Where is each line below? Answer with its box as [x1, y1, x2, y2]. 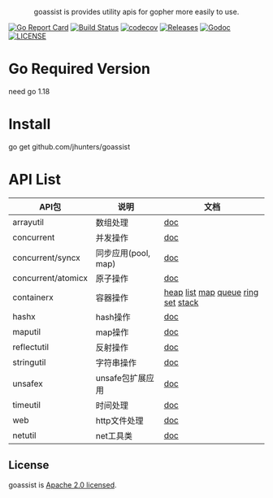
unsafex [12, 378, 43, 389]
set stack [163, 297, 199, 308]
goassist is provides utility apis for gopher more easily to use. [33, 7, 240, 16]
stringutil [12, 357, 46, 368]
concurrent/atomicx [12, 272, 88, 284]
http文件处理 [95, 414, 144, 426]
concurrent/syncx [12, 252, 81, 263]
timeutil [12, 399, 41, 410]
